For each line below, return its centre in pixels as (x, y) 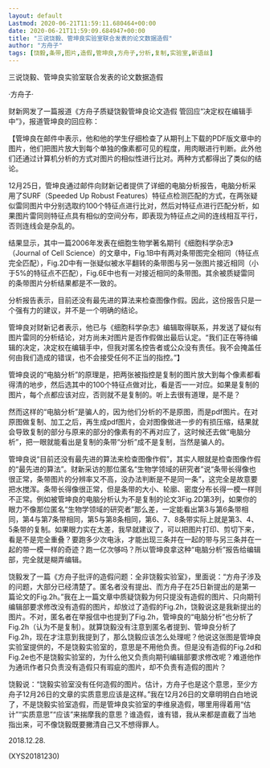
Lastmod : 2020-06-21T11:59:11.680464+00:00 (82, 23)
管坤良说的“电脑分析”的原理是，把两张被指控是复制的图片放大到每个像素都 (131, 374)
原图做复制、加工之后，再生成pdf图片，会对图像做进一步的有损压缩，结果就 (134, 422)
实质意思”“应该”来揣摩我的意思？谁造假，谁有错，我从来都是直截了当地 (139, 714)
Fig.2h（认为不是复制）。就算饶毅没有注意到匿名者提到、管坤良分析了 (123, 627)
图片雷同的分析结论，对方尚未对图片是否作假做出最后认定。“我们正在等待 (130, 337)
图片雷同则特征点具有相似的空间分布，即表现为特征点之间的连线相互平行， (138, 216)
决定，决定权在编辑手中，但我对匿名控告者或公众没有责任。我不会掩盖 (138, 347)
